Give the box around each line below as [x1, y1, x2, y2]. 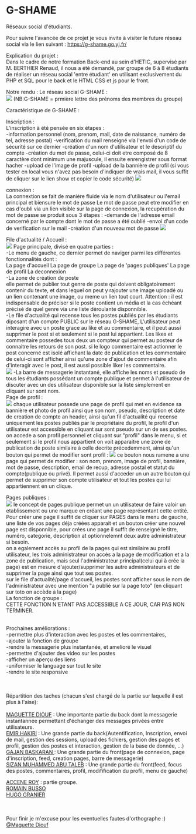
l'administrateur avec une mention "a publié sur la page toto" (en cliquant [6, 582, 183, 589]
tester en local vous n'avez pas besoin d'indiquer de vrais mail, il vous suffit [6, 168, 188, 175]
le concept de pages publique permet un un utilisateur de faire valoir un [13, 501, 186, 508]
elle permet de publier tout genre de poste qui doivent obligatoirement [6, 280, 176, 287]
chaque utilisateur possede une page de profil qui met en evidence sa [13, 400, 182, 407]
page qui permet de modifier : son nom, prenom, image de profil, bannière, [6, 457, 187, 464]
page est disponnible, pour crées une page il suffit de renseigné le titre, [6, 525, 178, 532]
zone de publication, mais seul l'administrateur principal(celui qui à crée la [6, 557, 185, 564]
